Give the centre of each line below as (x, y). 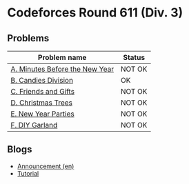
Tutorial (28, 173)
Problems (28, 38)
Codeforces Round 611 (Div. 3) (95, 13)
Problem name (62, 58)
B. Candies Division (42, 80)
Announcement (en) (46, 166)
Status (134, 58)
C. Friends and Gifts (42, 91)
